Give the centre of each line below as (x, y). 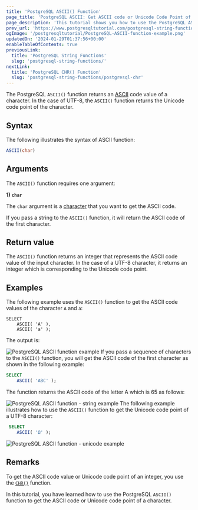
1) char (14, 194)
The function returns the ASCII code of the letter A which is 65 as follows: (95, 392)
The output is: (23, 340)
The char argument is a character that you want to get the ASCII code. (91, 206)
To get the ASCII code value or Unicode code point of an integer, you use (95, 476)
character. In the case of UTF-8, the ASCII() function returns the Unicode (95, 100)
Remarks (23, 462)
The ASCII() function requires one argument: (61, 183)
